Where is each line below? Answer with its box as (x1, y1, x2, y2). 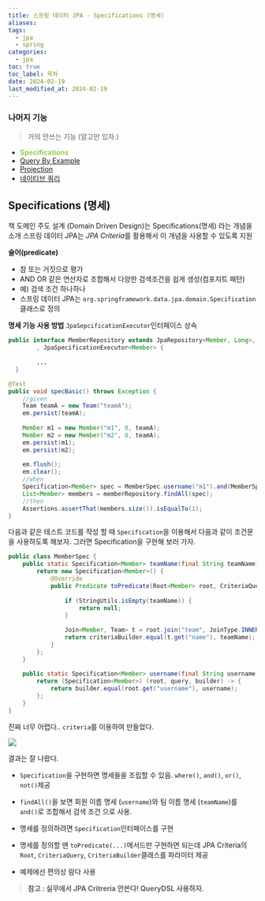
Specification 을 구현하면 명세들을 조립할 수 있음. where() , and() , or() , (19, 770, 242, 780)
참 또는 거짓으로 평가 (19, 265, 84, 274)
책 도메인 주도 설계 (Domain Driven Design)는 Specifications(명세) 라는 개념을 (8, 222, 252, 231)
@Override (50, 575, 83, 583)
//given (22, 395, 47, 403)
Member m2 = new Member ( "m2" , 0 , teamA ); (22, 431, 160, 439)
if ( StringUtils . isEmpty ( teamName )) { (64, 597, 192, 605)
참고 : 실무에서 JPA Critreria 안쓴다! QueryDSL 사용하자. (27, 884, 205, 893)
